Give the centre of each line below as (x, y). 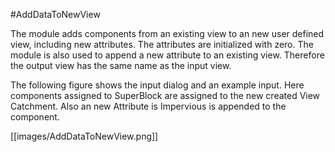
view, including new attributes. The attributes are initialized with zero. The (162, 44)
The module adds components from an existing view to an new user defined (167, 33)
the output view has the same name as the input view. (121, 65)
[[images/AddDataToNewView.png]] (84, 136)
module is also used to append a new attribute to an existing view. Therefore (167, 55)
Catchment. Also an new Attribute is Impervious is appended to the (148, 106)
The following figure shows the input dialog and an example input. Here (157, 85)
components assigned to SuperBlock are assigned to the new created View (165, 95)
